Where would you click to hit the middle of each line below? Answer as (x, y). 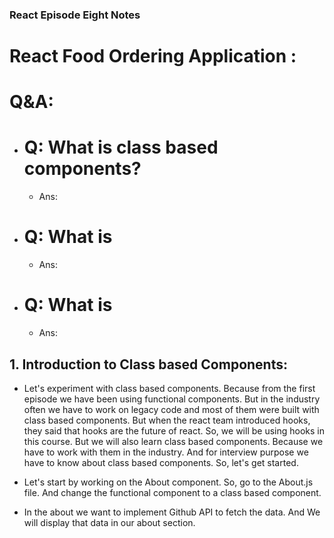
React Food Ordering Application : (153, 56)
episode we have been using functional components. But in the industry (172, 399)
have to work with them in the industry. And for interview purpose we (166, 452)
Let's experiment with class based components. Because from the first (169, 388)
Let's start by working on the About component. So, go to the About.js (168, 482)
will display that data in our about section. (109, 522)
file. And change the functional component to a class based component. (172, 492)
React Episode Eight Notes (75, 15)
